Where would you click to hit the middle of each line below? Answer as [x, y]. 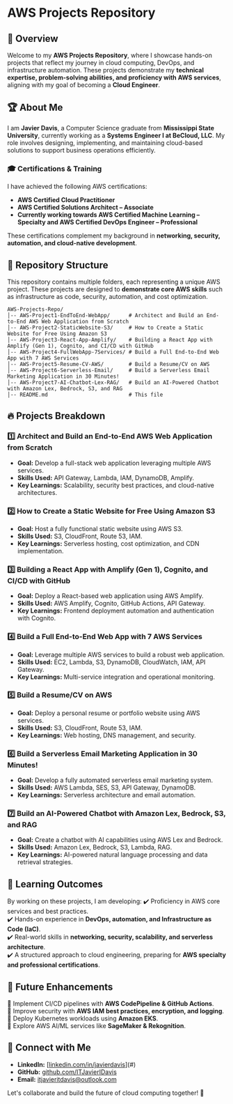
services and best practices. [48, 912]
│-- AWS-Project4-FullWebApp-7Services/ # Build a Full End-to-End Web [113, 352]
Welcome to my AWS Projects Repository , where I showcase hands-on [110, 55]
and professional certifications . [54, 965]
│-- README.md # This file [85, 394]
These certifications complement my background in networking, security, [114, 236]
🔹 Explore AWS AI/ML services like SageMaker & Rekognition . [97, 1026]
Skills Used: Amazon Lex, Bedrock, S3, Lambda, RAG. [95, 848]
